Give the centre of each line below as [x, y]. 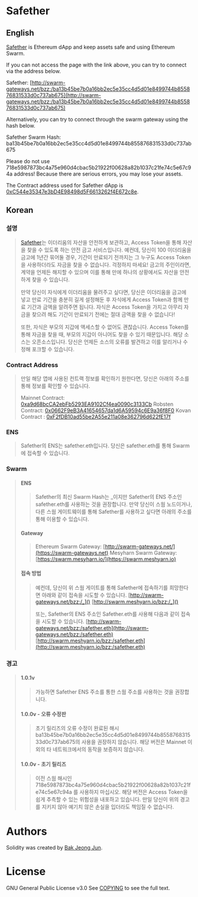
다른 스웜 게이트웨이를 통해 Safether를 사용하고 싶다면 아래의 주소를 [113, 512]
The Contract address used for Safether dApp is [65, 185]
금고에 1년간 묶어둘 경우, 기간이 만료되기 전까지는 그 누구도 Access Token [106, 257]
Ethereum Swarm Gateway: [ [70, 546]
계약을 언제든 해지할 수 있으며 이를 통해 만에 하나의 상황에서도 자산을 [99, 272]
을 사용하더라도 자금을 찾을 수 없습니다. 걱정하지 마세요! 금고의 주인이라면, [106, 265]
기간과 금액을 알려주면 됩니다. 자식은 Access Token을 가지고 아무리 [105, 307]
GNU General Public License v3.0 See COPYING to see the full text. [88, 888]
